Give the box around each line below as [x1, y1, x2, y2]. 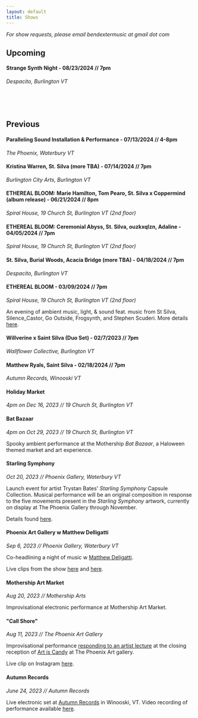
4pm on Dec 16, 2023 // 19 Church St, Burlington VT [6, 401, 134, 408]
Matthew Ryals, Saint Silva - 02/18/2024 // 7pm [6, 361, 126, 369]
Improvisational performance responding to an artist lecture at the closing [6, 642, 187, 649]
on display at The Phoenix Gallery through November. [6, 503, 137, 510]
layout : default [6, 8, 46, 15]
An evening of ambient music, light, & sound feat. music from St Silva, [6, 308, 177, 315]
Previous [6, 119, 40, 129]
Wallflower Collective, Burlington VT [6, 347, 95, 355]
